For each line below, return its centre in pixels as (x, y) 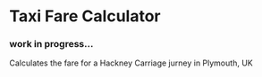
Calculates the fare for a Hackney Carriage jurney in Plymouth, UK (131, 63)
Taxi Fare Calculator (85, 16)
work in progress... (51, 44)
